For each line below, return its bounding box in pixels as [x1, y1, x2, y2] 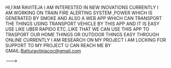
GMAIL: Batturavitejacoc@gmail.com [5, 48, 82, 54]
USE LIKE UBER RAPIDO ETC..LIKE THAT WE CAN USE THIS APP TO [5, 26, 150, 32]
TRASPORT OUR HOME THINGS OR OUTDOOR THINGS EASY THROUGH [5, 32, 159, 37]
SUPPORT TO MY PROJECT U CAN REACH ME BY [5, 42, 111, 48]
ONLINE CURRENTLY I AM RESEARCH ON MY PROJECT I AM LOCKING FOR [5, 37, 166, 43]
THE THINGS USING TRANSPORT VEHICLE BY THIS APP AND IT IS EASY [5, 20, 160, 27]
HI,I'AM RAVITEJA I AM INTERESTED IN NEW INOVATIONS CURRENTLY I [5, 5, 159, 10]
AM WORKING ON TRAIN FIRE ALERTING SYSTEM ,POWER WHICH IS [5, 10, 153, 16]
